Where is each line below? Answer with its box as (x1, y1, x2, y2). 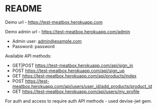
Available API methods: (5, 53, 52, 59)
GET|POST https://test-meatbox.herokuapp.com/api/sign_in (12, 62, 133, 68)
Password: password (12, 43, 55, 49)
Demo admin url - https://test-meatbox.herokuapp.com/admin (5, 28, 131, 34)
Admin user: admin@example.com (12, 38, 82, 44)
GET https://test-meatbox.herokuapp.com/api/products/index (12, 73, 137, 79)
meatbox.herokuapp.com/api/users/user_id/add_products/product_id (12, 83, 152, 89)
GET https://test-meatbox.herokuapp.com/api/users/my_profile (12, 88, 140, 94)
